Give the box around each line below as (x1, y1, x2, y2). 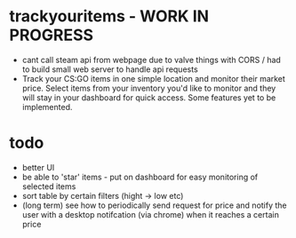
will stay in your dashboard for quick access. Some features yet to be (21, 91, 276, 103)
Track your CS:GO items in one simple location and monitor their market (21, 73, 286, 83)
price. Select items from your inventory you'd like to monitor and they (21, 83, 276, 93)
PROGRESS (9, 25, 94, 45)
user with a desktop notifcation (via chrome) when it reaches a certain (21, 209, 280, 219)
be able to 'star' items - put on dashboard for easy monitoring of (21, 171, 259, 182)
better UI (21, 162, 55, 172)
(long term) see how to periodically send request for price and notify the (21, 200, 287, 210)
